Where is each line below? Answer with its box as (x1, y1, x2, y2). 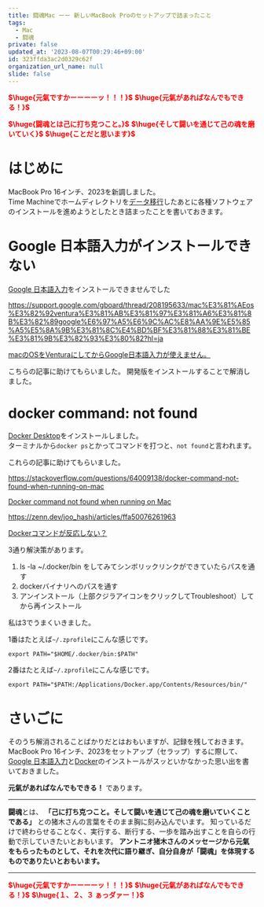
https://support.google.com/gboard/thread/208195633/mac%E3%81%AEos (8, 300, 255, 309)
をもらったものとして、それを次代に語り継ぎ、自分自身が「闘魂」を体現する (8, 846, 255, 856)
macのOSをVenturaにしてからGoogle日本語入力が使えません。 (8, 349, 211, 359)
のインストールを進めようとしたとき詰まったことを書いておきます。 (8, 206, 227, 216)
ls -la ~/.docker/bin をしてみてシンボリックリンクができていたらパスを (19, 562, 249, 571)
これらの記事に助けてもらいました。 (8, 458, 126, 467)
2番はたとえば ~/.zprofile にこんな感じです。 (8, 666, 154, 675)
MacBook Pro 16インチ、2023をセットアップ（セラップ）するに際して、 (8, 747, 242, 756)
